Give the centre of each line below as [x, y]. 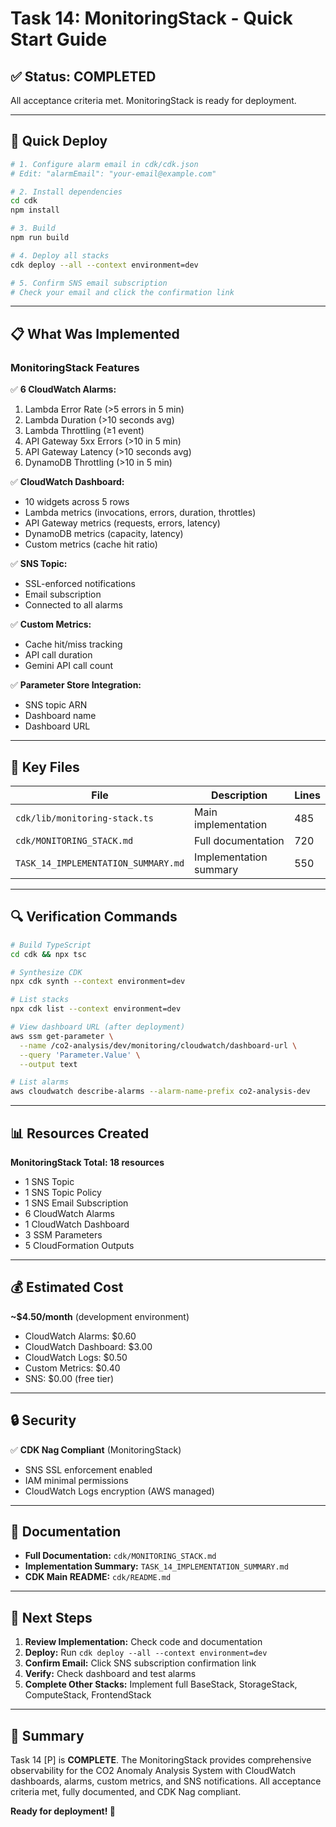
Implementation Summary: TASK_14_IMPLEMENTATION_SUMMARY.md [156, 1566]
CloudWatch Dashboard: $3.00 [88, 1346]
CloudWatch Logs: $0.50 [76, 1357]
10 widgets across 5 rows [77, 502]
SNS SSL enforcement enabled [88, 1469]
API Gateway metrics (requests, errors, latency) [122, 523]
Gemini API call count [69, 666]
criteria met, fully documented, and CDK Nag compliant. [126, 1791]
